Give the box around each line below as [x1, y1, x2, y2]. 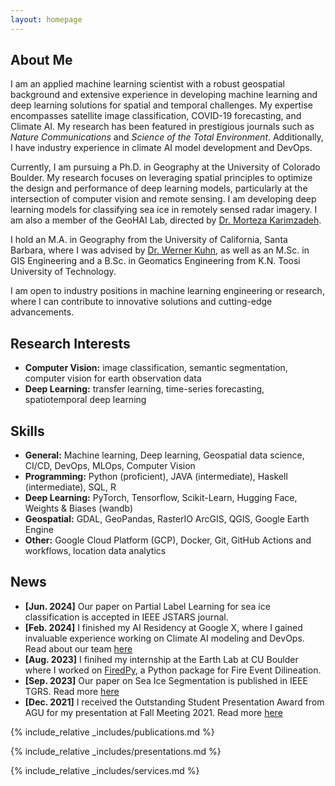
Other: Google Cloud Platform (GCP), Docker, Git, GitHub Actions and [24, 534, 312, 546]
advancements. [10, 306, 75, 318]
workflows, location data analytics [24, 545, 167, 557]
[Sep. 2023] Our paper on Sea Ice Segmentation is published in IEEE [24, 674, 308, 686]
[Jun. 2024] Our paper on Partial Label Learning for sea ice [24, 600, 271, 612]
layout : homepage [10, 14, 83, 25]
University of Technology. [10, 266, 117, 278]
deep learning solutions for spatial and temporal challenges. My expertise [10, 99, 313, 111]
